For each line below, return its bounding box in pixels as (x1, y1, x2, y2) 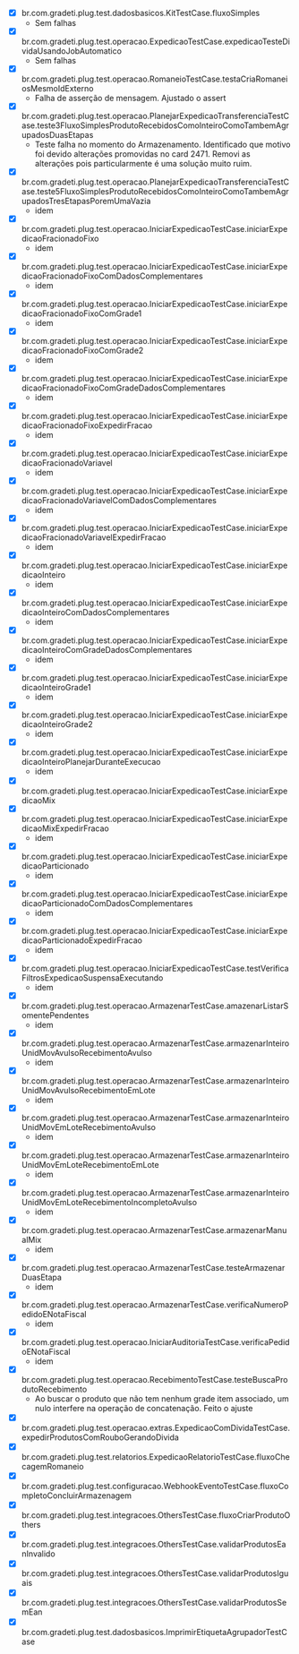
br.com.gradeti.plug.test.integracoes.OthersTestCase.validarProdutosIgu (21, 1568, 289, 1579)
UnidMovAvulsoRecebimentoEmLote (21, 1084, 156, 1095)
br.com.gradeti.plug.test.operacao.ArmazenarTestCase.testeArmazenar (21, 1262, 286, 1273)
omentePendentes (21, 1010, 90, 1021)
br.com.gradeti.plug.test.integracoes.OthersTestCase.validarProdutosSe (21, 1598, 287, 1608)
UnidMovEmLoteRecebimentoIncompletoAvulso (21, 1197, 198, 1208)
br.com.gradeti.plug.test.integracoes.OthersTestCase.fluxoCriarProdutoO (21, 1510, 291, 1521)
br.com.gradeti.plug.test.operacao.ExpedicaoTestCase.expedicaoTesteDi (21, 36, 290, 47)
